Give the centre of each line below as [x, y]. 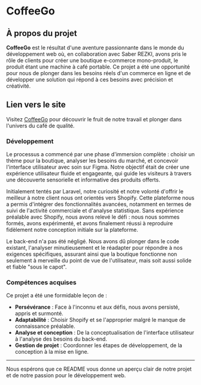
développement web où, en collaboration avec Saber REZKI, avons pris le [97, 54]
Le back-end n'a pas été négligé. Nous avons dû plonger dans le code [93, 241]
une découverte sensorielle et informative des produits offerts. [83, 180]
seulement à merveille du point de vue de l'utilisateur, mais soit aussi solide [99, 261]
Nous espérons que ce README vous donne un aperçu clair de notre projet [99, 369]
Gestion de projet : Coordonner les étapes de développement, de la [98, 345]
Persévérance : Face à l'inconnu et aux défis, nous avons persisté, [97, 307]
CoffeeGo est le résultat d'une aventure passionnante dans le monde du [95, 47]
